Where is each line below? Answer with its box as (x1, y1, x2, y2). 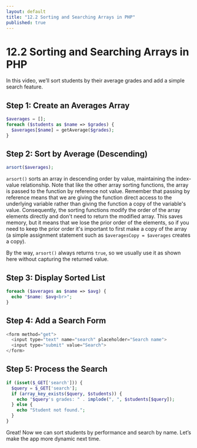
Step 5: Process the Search (6, 364, 108, 374)
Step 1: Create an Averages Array (6, 100, 130, 110)
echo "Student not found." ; (16, 407, 85, 413)
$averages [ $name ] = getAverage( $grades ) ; (11, 127, 115, 133)
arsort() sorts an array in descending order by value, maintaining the (6, 175, 175, 182)
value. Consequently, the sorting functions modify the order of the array (6, 207, 181, 214)
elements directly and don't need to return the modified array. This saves (6, 213, 183, 220)
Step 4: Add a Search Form (6, 316, 106, 326)
